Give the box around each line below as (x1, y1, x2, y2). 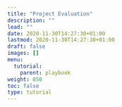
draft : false (7, 43, 46, 50)
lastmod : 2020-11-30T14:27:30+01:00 (7, 37, 115, 44)
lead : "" (7, 23, 33, 30)
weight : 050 (7, 75, 42, 83)
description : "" (7, 17, 55, 24)
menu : (7, 56, 23, 63)
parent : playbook (20, 69, 71, 76)
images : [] (7, 50, 39, 57)
